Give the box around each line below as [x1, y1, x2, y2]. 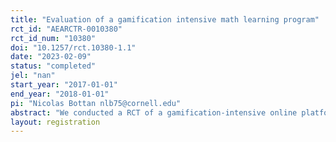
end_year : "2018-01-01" [10, 89, 110, 99]
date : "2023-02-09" [10, 52, 92, 62]
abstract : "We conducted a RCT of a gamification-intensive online [10, 107, 298, 118]
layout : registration [10, 117, 101, 127]
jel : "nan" [10, 71, 56, 81]
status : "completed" [10, 61, 97, 71]
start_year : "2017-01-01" [10, 80, 118, 90]
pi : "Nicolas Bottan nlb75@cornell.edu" [10, 98, 182, 108]
